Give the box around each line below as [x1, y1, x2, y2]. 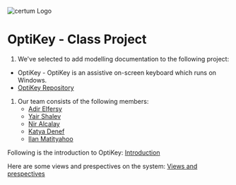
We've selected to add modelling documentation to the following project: [17, 54, 230, 63]
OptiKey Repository [17, 83, 74, 92]
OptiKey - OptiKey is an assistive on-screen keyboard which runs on [17, 68, 217, 77]
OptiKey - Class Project [7, 32, 147, 47]
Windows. [17, 76, 47, 84]
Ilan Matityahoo [28, 134, 73, 143]
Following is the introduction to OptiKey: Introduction [7, 148, 160, 157]
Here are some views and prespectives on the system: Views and [7, 162, 198, 170]
